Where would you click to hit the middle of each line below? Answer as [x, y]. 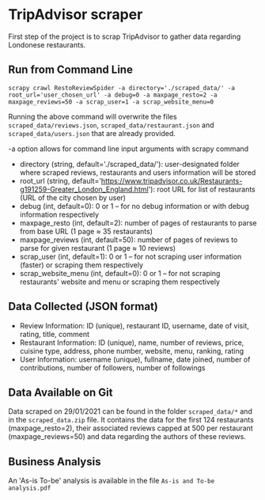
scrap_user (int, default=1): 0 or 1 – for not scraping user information [131, 256]
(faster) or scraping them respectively [81, 265]
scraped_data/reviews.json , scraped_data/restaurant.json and [112, 125]
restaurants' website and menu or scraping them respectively [119, 282]
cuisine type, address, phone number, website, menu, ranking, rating [132, 350]
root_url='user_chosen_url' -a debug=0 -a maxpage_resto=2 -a [113, 95]
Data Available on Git [61, 392]
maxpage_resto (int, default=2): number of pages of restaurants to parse [138, 222]
